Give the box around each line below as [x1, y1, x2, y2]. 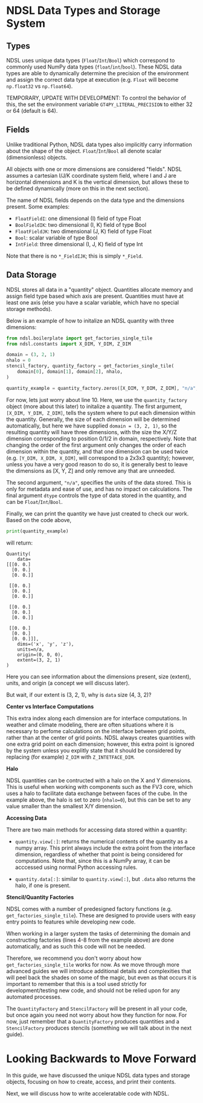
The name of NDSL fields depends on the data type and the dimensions [6, 196, 185, 204]
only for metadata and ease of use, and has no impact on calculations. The [6, 485, 193, 492]
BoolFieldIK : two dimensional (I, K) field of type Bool [14, 221, 147, 228]
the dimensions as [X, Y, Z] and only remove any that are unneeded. [6, 467, 176, 474]
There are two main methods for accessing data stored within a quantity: [6, 826, 187, 833]
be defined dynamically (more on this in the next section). [6, 184, 150, 192]
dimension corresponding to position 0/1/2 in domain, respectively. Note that [6, 435, 197, 442]
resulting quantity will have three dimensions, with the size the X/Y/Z [6, 428, 177, 435]
